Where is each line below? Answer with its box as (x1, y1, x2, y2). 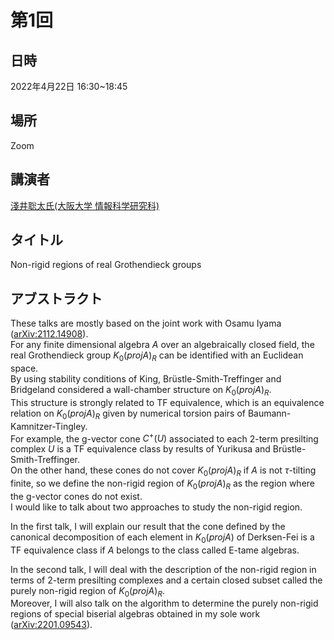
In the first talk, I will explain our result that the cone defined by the (10, 520, 286, 532)
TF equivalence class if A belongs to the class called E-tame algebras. (10, 544, 300, 556)
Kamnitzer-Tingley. (10, 420, 88, 432)
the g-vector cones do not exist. (10, 490, 143, 502)
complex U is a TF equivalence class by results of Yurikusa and (10, 443, 271, 455)
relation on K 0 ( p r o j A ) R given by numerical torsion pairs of (10, 407, 246, 421)
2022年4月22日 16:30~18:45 (10, 81, 128, 92)
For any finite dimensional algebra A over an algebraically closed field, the (10, 339, 315, 351)
